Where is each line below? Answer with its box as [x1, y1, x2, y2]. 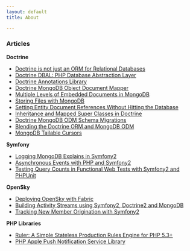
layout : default [6, 8, 47, 15]
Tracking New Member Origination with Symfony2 [14, 208, 140, 215]
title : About [6, 14, 39, 21]
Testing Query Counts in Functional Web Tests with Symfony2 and [14, 165, 180, 173]
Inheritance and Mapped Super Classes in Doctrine [14, 110, 142, 117]
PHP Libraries [6, 220, 41, 227]
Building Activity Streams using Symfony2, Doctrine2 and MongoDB [14, 202, 184, 209]
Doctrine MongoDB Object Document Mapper [14, 84, 128, 91]
